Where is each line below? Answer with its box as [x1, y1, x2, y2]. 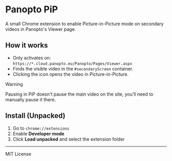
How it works [5, 41, 48, 50]
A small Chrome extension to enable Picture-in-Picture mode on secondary [5, 21, 164, 27]
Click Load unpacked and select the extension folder [12, 136, 125, 142]
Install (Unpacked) [5, 112, 66, 120]
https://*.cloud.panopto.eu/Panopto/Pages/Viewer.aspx [12, 61, 133, 66]
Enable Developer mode [12, 130, 65, 137]
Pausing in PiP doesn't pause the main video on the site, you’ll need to [5, 91, 154, 97]
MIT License [5, 151, 32, 157]
